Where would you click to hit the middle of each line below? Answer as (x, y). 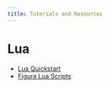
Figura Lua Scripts (44, 76)
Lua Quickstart (39, 69)
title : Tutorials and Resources (55, 14)
